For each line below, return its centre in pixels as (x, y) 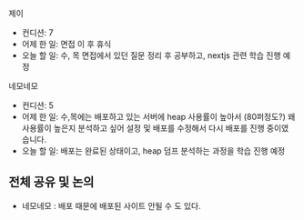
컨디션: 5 (37, 105)
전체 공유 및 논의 (51, 182)
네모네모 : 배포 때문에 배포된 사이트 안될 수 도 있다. (111, 205)
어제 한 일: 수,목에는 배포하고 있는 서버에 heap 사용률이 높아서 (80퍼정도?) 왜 (158, 117)
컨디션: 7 (37, 33)
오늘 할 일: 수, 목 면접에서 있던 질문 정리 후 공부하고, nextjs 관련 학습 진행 (151, 55)
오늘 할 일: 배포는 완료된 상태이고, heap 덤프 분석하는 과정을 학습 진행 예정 (153, 151)
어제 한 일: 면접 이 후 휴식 (66, 44)
